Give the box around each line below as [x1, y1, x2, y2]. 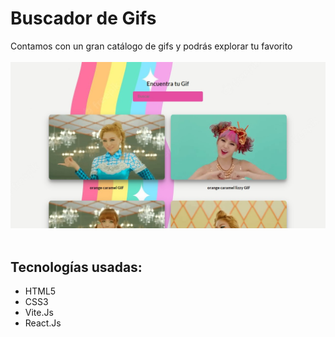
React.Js [24, 317, 62, 329]
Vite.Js [24, 307, 54, 319]
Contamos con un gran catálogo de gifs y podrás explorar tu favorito [10, 40, 293, 52]
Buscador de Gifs [10, 7, 157, 30]
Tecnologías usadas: [10, 258, 143, 276]
